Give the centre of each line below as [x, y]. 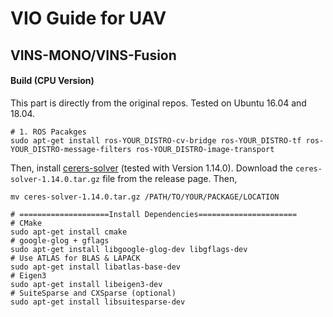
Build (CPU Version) [52, 81]
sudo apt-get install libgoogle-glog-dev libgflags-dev [129, 249]
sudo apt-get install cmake [69, 232]
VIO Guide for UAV [88, 18]
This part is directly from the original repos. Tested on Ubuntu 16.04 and [158, 103]
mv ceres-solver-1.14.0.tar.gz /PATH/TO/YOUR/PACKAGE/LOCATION [145, 197]
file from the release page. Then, [170, 178]
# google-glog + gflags [60, 240]
